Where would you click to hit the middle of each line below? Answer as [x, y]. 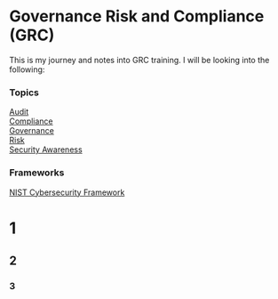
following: [27, 69]
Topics [24, 93]
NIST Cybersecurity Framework [67, 192]
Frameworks [37, 173]
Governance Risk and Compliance [137, 16]
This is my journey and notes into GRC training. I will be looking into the [139, 60]
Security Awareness [46, 149]
